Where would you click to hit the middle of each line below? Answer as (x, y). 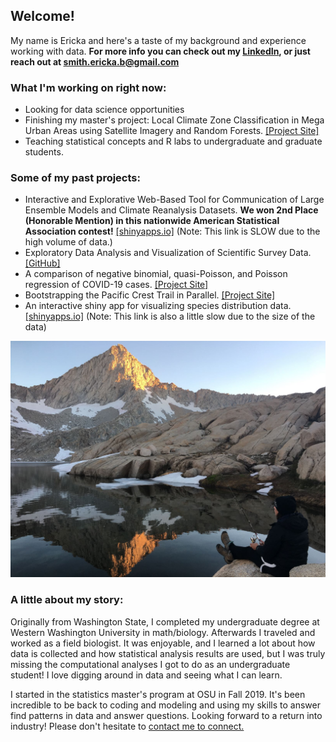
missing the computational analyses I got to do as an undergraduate (150, 664)
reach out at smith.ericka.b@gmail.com (95, 61)
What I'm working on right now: (88, 87)
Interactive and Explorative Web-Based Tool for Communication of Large (174, 200)
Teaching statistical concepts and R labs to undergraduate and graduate (173, 141)
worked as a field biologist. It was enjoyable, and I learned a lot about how (163, 643)
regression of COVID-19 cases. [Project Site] (116, 285)
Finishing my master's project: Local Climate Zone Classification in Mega (174, 120)
